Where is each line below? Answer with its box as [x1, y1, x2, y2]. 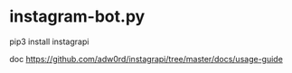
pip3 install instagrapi [9, 36, 89, 47]
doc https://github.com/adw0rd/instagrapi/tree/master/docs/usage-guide [9, 53, 283, 64]
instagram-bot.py [9, 6, 146, 27]
